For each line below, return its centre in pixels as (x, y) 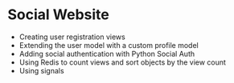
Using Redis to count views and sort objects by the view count (123, 62)
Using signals (42, 70)
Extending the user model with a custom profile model (109, 45)
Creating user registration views (72, 37)
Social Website (58, 15)
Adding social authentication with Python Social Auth (107, 53)
